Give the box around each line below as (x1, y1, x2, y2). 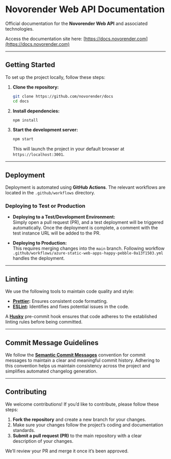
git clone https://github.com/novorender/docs (12, 94, 113, 99)
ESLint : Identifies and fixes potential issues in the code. (12, 304, 130, 310)
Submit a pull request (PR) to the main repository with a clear (12, 433, 142, 439)
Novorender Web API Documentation (5, 4, 165, 15)
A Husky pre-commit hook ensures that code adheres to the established (5, 313, 157, 320)
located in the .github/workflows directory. (5, 190, 95, 196)
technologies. (5, 25, 34, 32)
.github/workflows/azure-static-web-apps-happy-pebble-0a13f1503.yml (12, 251, 164, 256)
